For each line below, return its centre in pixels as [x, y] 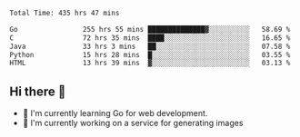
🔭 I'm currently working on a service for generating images [133, 123]
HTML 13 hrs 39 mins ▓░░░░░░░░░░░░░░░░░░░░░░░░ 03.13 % [150, 64]
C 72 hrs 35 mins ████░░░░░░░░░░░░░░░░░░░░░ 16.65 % [150, 38]
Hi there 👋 [38, 91]
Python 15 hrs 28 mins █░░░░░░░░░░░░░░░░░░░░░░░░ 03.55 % [150, 54]
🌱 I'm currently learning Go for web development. [115, 113]
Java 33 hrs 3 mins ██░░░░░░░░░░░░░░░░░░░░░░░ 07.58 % [150, 46]
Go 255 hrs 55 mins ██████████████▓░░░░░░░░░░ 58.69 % [150, 29]
